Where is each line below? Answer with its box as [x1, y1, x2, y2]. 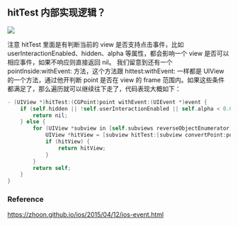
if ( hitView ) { [45, 138, 91, 145]
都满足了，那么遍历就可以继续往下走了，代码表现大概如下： [7, 84, 181, 93]
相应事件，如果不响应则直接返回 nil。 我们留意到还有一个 [7, 57, 173, 66]
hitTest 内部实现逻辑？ [7, 6, 106, 19]
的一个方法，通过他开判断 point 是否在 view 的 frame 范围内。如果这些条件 [7, 75, 225, 84]
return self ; [33, 164, 72, 171]
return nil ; [33, 112, 69, 119]
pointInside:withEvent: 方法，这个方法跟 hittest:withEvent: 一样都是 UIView [7, 67, 225, 75]
